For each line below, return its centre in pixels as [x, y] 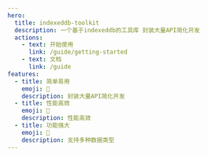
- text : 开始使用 [48, 45]
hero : [16, 15]
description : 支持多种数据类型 [68, 140]
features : [24, 74]
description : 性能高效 [56, 118]
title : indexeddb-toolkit [57, 23]
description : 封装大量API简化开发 [73, 96]
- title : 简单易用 [42, 81]
